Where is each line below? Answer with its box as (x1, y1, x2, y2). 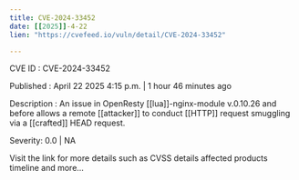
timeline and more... (9, 163, 85, 174)
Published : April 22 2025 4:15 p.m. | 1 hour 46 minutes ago (9, 81, 232, 92)
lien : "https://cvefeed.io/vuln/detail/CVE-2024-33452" (9, 30, 226, 39)
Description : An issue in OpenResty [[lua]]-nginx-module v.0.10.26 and (9, 98, 277, 109)
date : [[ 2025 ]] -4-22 (9, 22, 88, 31)
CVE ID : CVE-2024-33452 (9, 63, 111, 74)
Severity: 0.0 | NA (9, 135, 76, 146)
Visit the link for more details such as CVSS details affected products (9, 153, 268, 164)
